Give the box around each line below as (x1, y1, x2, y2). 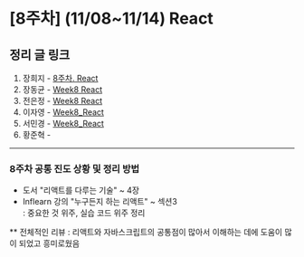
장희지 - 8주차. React (22, 73, 99, 83)
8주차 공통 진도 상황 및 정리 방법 (9, 162, 140, 175)
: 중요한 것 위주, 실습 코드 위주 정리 (22, 207, 146, 218)
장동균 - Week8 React (22, 84, 102, 95)
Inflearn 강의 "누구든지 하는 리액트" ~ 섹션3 (22, 196, 178, 207)
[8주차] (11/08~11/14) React (9, 8, 214, 29)
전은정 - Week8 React (22, 96, 102, 106)
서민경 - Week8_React (22, 119, 104, 128)
